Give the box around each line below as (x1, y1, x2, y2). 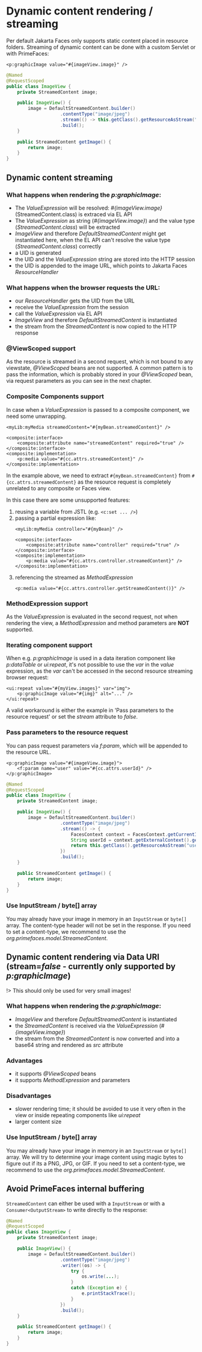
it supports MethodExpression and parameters (14, 1077, 130, 1084)
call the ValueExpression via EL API (14, 310, 102, 318)
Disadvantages (6, 1092, 52, 1100)
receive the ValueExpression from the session (14, 304, 129, 311)
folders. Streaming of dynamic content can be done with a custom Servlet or (6, 43, 196, 51)
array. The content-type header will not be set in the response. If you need (6, 921, 191, 929)
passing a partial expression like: (14, 514, 96, 522)
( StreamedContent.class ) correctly (14, 243, 102, 250)
